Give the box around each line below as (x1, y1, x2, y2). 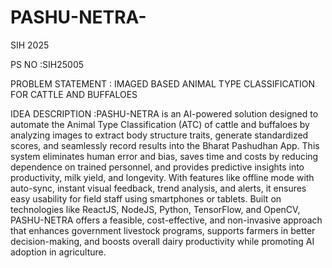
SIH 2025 (10, 39, 50, 51)
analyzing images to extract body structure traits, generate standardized (10, 129, 309, 141)
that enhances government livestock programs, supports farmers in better (10, 224, 316, 236)
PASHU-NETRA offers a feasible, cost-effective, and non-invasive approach (10, 214, 323, 226)
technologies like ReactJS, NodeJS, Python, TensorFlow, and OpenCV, (10, 203, 301, 215)
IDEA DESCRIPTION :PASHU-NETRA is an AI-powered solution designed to (10, 107, 319, 120)
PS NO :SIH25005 (10, 58, 85, 70)
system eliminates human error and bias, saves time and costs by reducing (10, 150, 319, 162)
